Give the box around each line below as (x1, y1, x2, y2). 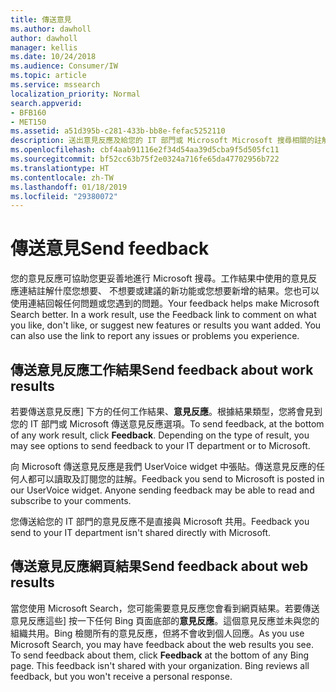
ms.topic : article (10, 71, 87, 81)
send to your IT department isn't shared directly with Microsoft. (10, 527, 272, 538)
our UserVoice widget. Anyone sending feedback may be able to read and (10, 484, 315, 496)
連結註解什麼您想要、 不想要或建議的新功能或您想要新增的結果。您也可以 (18, 285, 320, 297)
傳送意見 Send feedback (10, 237, 210, 260)
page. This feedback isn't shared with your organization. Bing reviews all (10, 659, 310, 671)
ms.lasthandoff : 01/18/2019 (10, 182, 128, 192)
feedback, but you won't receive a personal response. (10, 670, 233, 682)
